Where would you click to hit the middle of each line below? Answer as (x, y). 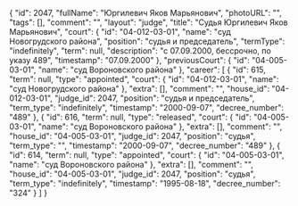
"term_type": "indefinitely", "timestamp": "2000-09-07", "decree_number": (146, 107)
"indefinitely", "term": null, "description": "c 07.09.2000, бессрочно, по (141, 51)
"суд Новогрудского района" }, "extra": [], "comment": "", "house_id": (140, 89)
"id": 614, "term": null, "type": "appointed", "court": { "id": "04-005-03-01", (147, 155)
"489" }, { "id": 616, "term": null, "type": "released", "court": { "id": (131, 117)
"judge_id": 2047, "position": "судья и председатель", (155, 98)
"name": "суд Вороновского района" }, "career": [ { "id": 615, (152, 70)
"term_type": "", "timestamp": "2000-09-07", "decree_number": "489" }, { (145, 145)
